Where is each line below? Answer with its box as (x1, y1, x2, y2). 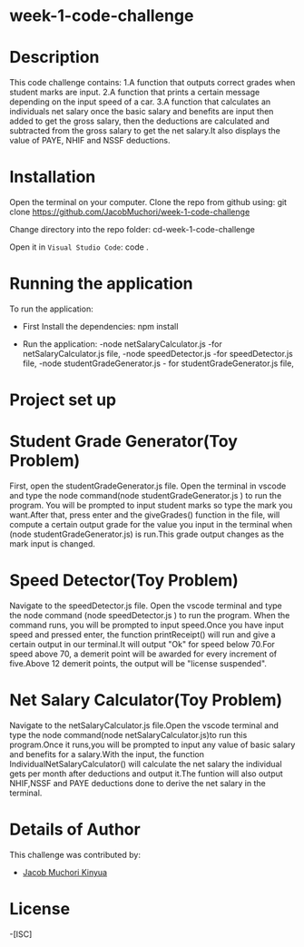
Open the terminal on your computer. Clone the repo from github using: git (9, 197, 288, 208)
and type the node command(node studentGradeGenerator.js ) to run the (9, 490, 282, 501)
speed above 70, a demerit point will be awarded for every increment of (9, 648, 278, 659)
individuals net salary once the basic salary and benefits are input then (9, 106, 274, 117)
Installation (9, 167, 96, 187)
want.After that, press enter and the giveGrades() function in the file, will (9, 509, 280, 520)
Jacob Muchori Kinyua (22, 866, 107, 877)
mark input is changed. (9, 538, 95, 549)
